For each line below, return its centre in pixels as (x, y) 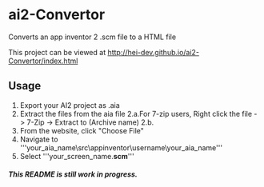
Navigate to (39, 139)
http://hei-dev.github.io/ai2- (154, 52)
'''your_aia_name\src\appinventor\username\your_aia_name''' (121, 147)
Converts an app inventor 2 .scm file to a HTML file (92, 37)
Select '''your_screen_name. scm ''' (77, 156)
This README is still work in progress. (73, 174)
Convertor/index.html (43, 61)
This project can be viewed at (57, 52)
